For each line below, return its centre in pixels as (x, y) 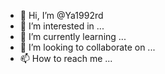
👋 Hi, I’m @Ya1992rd (61, 15)
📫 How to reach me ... (66, 58)
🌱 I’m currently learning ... (73, 36)
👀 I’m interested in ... (62, 26)
